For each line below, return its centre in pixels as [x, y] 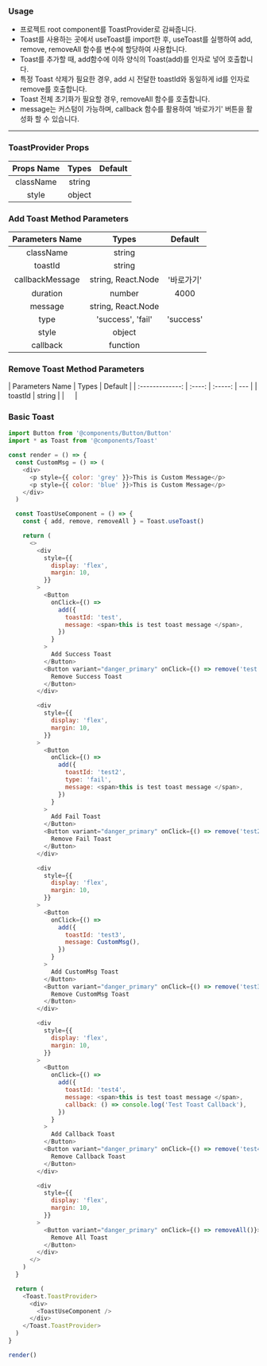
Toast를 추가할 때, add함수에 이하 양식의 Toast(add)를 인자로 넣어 [122, 59]
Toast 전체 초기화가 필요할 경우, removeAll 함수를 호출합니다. [115, 99]
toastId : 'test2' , [95, 773]
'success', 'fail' [124, 319]
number [124, 293]
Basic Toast [31, 417]
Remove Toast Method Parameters [76, 369]
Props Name [36, 168]
